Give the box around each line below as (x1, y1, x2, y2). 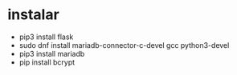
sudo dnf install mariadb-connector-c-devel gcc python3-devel (18, 40, 230, 49)
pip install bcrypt (18, 57, 76, 67)
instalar (7, 6, 59, 24)
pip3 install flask (18, 32, 74, 41)
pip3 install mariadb (18, 49, 85, 58)
